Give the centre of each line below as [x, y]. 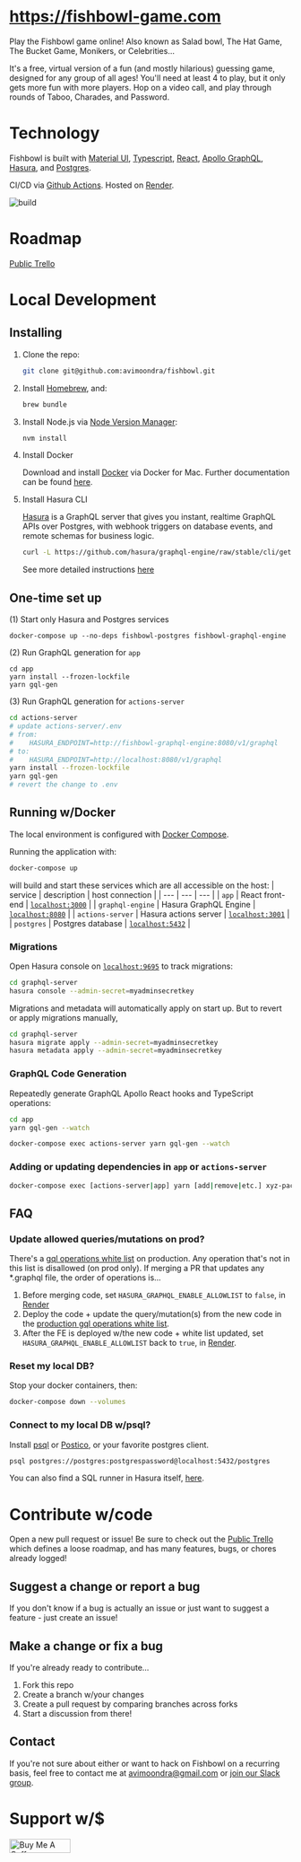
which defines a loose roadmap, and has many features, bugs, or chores [143, 1549]
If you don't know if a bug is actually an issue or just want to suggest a [139, 1608]
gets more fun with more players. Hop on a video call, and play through [140, 87]
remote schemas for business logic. [88, 536]
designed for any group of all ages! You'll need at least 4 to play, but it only [147, 77]
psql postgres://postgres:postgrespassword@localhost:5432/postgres [140, 1461]
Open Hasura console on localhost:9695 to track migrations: [121, 966]
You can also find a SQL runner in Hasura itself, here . [107, 1478]
